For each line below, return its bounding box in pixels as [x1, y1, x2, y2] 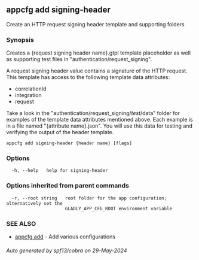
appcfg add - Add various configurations [14, 233, 115, 240]
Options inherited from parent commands [6, 182, 130, 190]
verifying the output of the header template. [6, 129, 114, 136]
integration [14, 92, 42, 99]
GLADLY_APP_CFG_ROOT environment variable [65, 205, 172, 211]
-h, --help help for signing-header [11, 168, 109, 174]
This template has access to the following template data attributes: [6, 74, 170, 81]
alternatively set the [6, 200, 63, 206]
